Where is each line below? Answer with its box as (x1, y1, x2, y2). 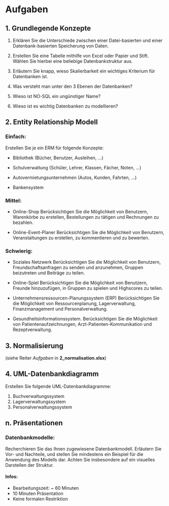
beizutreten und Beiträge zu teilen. (12, 270, 85, 276)
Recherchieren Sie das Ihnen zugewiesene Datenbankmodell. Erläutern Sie (5, 445, 161, 452)
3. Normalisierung (5, 341, 63, 350)
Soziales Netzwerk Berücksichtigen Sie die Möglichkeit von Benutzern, (12, 259, 161, 265)
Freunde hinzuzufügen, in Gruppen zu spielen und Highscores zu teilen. (12, 285, 163, 291)
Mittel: (5, 197, 22, 204)
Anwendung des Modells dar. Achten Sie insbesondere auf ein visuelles (5, 457, 155, 463)
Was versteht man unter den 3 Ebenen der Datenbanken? (12, 83, 133, 89)
